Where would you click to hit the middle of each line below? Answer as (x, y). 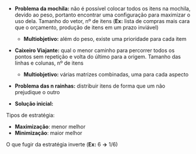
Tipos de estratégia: (30, 115)
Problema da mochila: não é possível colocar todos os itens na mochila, (102, 9)
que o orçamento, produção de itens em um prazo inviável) (86, 27)
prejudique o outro (37, 92)
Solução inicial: (34, 104)
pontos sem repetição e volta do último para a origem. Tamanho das (98, 57)
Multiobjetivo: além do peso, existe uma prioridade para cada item (105, 39)
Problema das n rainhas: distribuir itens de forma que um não (90, 86)
